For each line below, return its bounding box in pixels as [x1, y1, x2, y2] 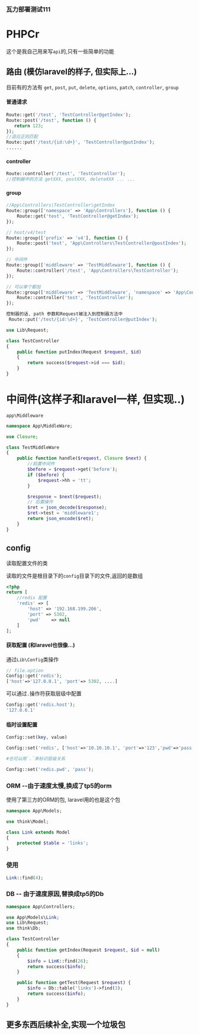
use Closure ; [6, 433, 38, 439]
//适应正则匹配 [6, 134, 38, 140]
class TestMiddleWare [6, 444, 60, 451]
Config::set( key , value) [6, 734, 68, 741]
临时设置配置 [6, 721, 37, 728]
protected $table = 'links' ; [17, 840, 89, 846]
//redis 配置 [17, 595, 47, 601]
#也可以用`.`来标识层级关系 [6, 756, 66, 761]
